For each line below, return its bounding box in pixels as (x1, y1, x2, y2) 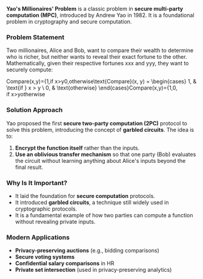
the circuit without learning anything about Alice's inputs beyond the (15, 157, 186, 164)
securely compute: (6, 66, 53, 73)
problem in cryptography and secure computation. (6, 18, 132, 25)
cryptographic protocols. (15, 205, 78, 212)
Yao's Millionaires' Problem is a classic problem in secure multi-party (6, 5, 184, 12)
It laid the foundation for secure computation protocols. (15, 192, 156, 199)
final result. (15, 163, 44, 171)
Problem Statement (6, 33, 65, 41)
